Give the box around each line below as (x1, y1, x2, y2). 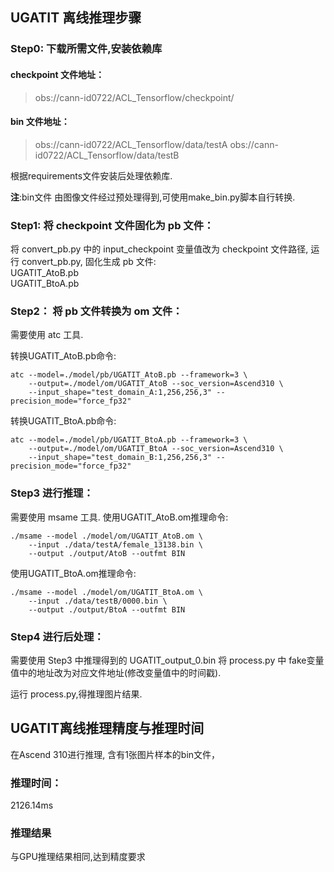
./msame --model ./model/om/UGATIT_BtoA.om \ (10, 587, 203, 597)
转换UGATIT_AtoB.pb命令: (10, 350, 117, 362)
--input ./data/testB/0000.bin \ (28, 596, 168, 606)
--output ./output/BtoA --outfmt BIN (28, 604, 186, 615)
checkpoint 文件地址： (10, 68, 105, 80)
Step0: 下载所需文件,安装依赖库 (10, 42, 163, 56)
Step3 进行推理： (10, 486, 94, 500)
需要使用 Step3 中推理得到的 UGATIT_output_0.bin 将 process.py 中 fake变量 (10, 654, 325, 666)
